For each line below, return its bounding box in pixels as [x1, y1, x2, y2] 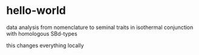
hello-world [6, 4, 67, 18]
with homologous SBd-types [6, 30, 77, 37]
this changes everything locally [6, 42, 84, 49]
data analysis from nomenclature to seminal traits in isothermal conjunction [6, 24, 194, 31]
